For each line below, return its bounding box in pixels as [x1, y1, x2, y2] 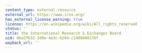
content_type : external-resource [5, 7, 76, 13]
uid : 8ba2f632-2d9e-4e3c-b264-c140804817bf [5, 36, 99, 41]
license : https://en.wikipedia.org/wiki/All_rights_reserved [5, 21, 137, 27]
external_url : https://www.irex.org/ [5, 12, 85, 17]
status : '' [5, 26, 28, 31]
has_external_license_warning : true [5, 17, 83, 22]
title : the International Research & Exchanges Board [5, 31, 122, 36]
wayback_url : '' [5, 40, 40, 45]
